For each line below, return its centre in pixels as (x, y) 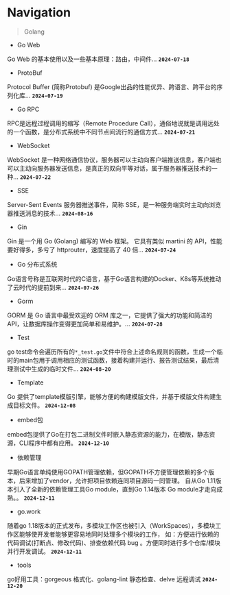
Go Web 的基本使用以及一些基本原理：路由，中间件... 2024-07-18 (99, 59)
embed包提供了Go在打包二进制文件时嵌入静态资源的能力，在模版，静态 (108, 434)
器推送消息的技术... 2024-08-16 (50, 213)
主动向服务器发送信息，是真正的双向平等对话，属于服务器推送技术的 (115, 168)
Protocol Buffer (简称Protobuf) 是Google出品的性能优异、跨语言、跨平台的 (112, 86)
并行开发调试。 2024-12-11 (45, 551)
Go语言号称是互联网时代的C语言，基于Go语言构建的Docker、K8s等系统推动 (114, 278)
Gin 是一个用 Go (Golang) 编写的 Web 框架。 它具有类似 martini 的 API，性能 (115, 241)
